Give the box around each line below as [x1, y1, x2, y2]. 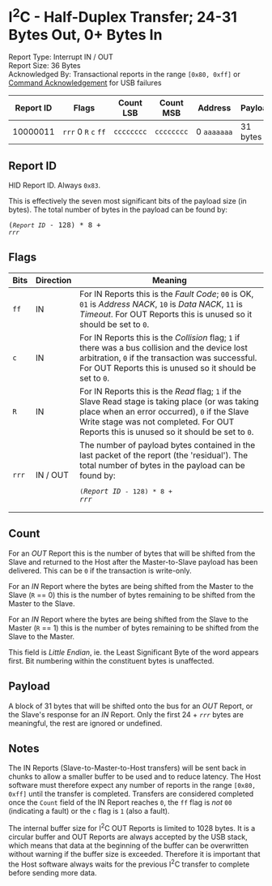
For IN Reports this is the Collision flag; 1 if [79, 332, 240, 343]
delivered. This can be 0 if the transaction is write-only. [8, 566, 192, 575]
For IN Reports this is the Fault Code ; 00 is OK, [79, 288, 254, 299]
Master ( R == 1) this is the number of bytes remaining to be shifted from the [8, 622, 259, 633]
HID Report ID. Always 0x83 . [8, 180, 101, 191]
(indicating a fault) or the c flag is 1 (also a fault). [8, 806, 170, 816]
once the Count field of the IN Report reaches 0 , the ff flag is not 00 [8, 798, 232, 807]
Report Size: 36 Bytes [8, 61, 81, 71]
